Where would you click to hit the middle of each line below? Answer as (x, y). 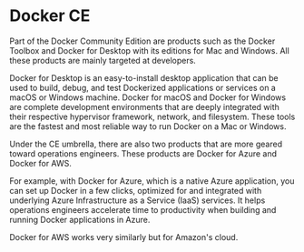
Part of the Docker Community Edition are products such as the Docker (142, 41)
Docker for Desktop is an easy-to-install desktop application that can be (144, 77)
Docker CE (50, 16)
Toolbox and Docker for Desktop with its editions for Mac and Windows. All (150, 50)
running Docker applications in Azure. (80, 219)
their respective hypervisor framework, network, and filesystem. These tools (152, 116)
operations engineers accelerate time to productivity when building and (143, 209)
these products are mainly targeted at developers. (103, 60)
